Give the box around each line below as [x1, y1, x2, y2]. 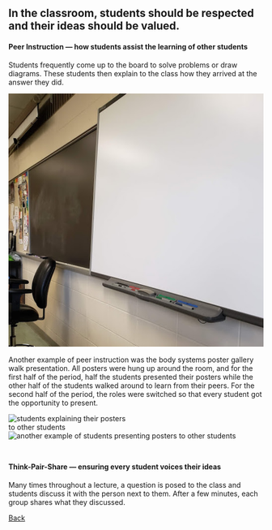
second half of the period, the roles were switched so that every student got [8, 389, 262, 399]
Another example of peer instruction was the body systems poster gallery [8, 355, 254, 364]
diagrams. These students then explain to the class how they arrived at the [8, 68, 257, 78]
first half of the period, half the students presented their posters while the [8, 372, 253, 381]
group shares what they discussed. [8, 497, 125, 506]
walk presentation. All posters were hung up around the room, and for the [8, 363, 253, 373]
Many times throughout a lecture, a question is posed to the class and [8, 480, 241, 489]
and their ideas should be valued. [8, 19, 181, 33]
